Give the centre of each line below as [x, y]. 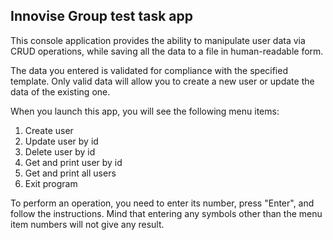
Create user [49, 130]
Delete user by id [60, 151]
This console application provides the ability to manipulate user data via [158, 40]
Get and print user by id [73, 162]
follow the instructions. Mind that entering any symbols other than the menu [166, 213]
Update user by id [61, 141]
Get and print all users [70, 173]
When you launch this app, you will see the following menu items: [145, 111]
